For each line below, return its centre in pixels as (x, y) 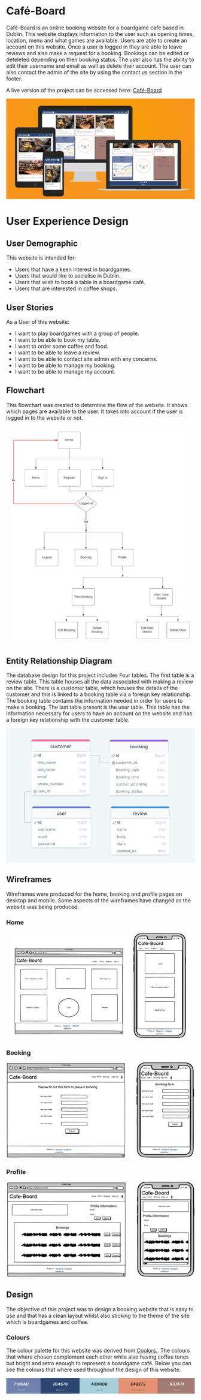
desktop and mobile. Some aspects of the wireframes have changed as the (99, 900)
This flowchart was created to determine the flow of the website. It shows (97, 405)
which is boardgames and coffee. (47, 1322)
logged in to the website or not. (45, 417)
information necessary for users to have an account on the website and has (99, 713)
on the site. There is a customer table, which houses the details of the (92, 688)
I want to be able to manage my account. (65, 371)
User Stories (30, 307)
